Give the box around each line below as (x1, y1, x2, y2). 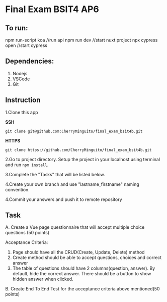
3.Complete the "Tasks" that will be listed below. (5, 171, 106, 177)
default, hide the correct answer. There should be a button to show (12, 271, 151, 277)
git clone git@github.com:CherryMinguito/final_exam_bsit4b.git (5, 129, 143, 134)
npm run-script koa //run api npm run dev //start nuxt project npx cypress (5, 37, 158, 43)
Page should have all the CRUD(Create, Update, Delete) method (12, 249, 145, 256)
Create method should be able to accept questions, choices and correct (12, 255, 162, 261)
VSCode (12, 76, 30, 82)
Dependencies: (5, 57, 54, 66)
